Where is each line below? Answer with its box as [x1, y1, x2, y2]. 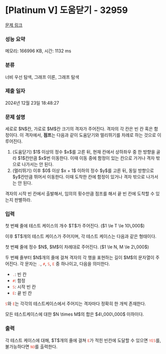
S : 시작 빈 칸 [12, 284, 36, 290]
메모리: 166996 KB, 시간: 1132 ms [5, 48, 72, 54]
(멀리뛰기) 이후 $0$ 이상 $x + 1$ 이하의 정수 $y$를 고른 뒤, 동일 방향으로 [12, 168, 154, 174]
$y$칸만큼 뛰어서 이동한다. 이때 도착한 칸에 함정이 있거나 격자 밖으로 [12, 174, 145, 180]
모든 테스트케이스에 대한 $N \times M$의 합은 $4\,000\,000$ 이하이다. [5, 311, 144, 317]
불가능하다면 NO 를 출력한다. [5, 344, 58, 350]
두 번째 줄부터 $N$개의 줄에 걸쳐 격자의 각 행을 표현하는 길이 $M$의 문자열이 [5, 255, 155, 261]
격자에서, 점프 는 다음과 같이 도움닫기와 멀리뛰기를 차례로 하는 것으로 [24, 132, 157, 138]
